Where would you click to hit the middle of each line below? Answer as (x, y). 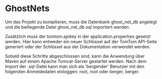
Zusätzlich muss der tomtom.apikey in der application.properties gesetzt (78, 36)
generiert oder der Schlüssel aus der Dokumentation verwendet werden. (78, 47)
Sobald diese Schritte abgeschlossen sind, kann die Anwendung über (75, 56)
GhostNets (27, 8)
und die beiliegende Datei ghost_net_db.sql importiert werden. (68, 27)
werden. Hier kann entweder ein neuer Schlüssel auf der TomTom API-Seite (81, 41)
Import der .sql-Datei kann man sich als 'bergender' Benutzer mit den (75, 66)
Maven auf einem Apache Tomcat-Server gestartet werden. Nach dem (76, 61)
